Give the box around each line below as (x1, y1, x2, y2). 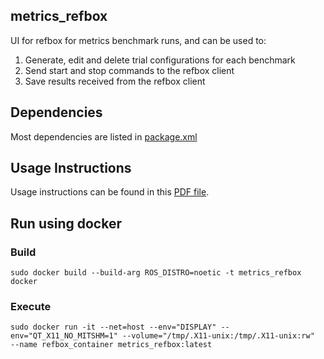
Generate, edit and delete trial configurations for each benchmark (24, 54, 296, 66)
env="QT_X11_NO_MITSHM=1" (10, 331, 118, 341)
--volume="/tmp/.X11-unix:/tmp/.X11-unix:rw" (121, 331, 315, 341)
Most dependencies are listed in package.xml (10, 130, 198, 143)
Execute (10, 300, 52, 314)
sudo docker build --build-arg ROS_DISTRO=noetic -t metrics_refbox (10, 268, 302, 278)
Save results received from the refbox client (24, 75, 206, 87)
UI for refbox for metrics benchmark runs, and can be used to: (10, 34, 267, 46)
